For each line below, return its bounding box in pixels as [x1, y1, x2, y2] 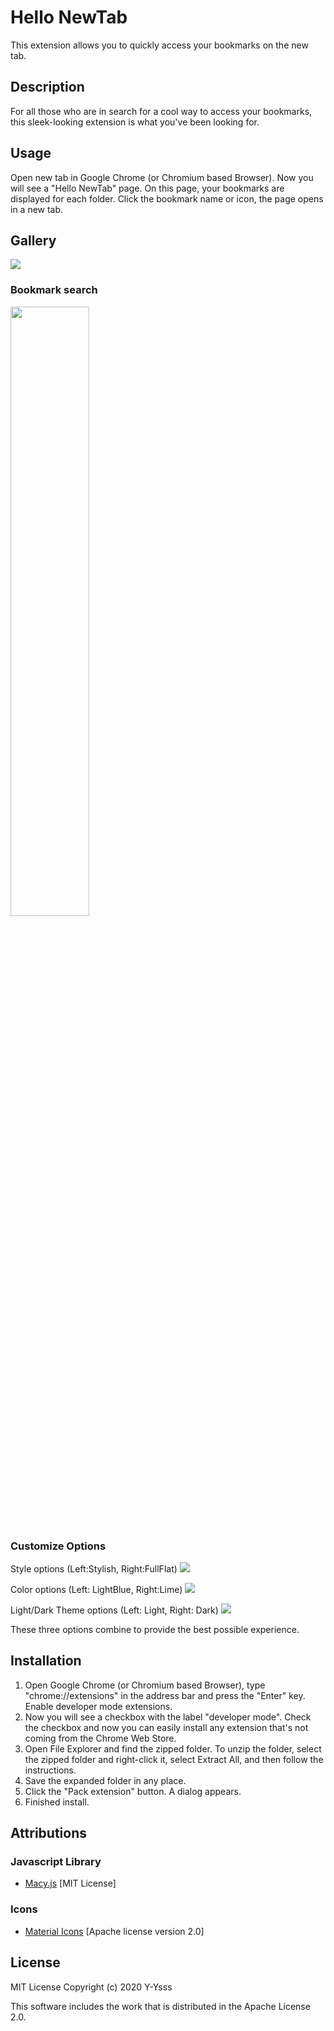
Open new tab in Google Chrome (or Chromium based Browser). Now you [10, 171, 314, 183]
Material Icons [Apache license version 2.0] [24, 1925, 205, 1937]
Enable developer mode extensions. [24, 1700, 173, 1712]
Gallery [10, 232, 57, 249]
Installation [10, 1652, 82, 1670]
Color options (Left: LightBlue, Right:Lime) [10, 1583, 183, 1595]
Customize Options [10, 1539, 107, 1553]
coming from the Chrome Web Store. [24, 1732, 177, 1744]
